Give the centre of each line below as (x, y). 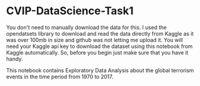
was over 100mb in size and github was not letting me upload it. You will (95, 40)
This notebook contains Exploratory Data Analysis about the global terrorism (100, 70)
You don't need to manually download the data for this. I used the (87, 27)
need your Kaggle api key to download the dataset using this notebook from (99, 46)
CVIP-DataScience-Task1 (70, 11)
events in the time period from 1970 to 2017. (60, 77)
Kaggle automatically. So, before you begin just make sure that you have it (97, 52)
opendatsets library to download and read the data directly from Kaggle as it (100, 33)
